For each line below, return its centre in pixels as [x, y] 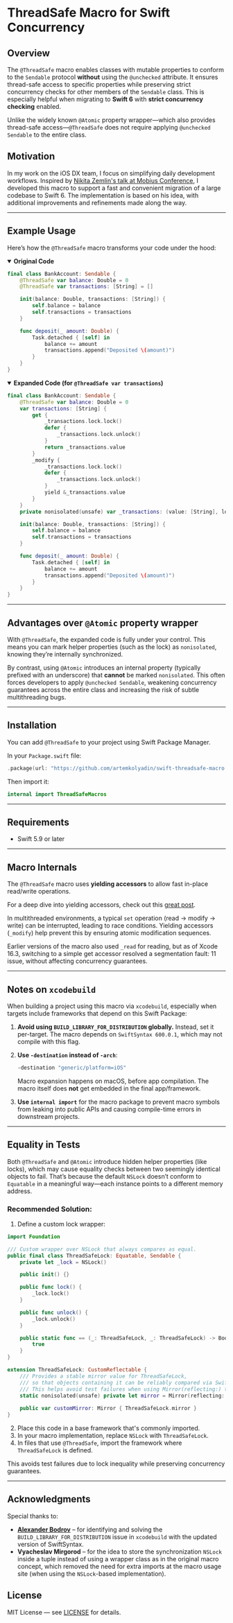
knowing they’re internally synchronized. [65, 654]
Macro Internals [42, 867]
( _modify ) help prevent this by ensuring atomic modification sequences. [109, 933]
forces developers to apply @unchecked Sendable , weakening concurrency [112, 682]
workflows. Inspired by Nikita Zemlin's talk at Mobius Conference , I [103, 180]
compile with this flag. [49, 1041]
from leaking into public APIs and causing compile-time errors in [109, 1109]
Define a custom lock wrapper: [61, 1224]
